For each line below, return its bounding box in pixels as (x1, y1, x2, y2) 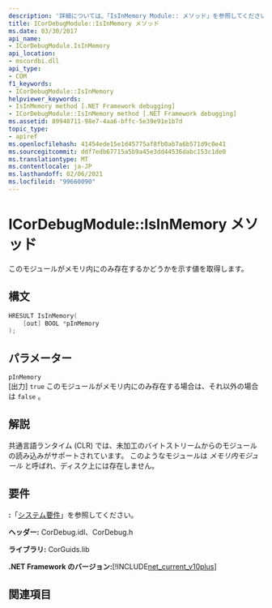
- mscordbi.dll (8, 58, 60, 66)
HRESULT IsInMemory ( (8, 311, 79, 320)
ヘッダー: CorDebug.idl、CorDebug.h (8, 527, 134, 537)
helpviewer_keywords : (8, 95, 82, 103)
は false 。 (8, 392, 45, 401)
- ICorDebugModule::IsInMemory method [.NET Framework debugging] (8, 110, 237, 118)
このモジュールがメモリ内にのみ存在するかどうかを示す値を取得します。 (8, 263, 249, 273)
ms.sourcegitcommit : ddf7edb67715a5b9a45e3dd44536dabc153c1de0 (8, 148, 227, 156)
